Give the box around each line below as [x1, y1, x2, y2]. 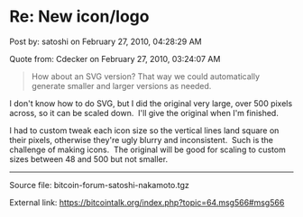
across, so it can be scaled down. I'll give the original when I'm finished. [9, 107, 280, 118]
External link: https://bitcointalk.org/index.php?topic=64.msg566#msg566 [9, 196, 285, 208]
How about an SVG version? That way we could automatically [31, 70, 260, 82]
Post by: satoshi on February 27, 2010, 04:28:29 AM [9, 36, 202, 47]
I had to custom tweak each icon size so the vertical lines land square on [9, 124, 280, 136]
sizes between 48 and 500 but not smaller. [9, 153, 169, 164]
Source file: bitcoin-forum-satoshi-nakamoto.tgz [9, 179, 189, 190]
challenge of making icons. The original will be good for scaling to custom [9, 144, 286, 155]
